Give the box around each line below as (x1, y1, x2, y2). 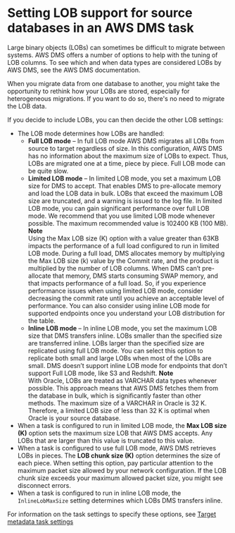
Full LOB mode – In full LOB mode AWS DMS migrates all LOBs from (27, 136, 224, 145)
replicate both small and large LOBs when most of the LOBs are (27, 354, 212, 362)
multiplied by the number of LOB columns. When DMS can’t (27, 264, 201, 272)
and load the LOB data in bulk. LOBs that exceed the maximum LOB (27, 189, 223, 197)
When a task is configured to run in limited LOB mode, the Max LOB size (17, 421, 227, 429)
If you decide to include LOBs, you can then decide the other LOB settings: (7, 115, 224, 124)
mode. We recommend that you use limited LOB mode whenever (27, 212, 215, 220)
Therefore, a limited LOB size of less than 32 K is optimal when (27, 406, 210, 415)
